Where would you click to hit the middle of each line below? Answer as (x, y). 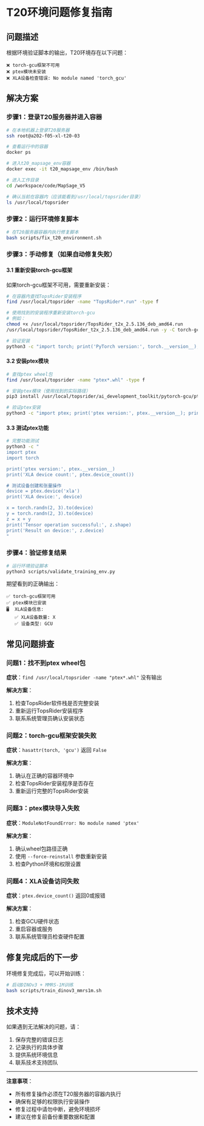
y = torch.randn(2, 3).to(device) (50, 514)
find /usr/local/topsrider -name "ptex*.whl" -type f (76, 380)
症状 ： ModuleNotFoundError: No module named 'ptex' (73, 822)
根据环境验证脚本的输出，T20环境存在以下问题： (67, 53)
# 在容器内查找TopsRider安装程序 (44, 296)
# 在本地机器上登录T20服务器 (38, 130)
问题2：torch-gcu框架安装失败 (52, 735)
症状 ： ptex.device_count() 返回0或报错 (56, 895)
